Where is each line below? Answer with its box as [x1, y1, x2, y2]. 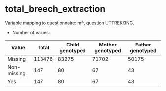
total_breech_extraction [5, 3, 106, 15]
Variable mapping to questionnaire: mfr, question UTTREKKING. [5, 20, 134, 26]
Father [135, 41, 152, 48]
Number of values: [12, 29, 50, 35]
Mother [98, 41, 117, 48]
